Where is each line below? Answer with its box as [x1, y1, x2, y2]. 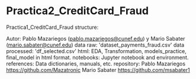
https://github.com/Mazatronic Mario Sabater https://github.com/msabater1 [6, 66, 191, 73]
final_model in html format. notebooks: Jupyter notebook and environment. [6, 54, 189, 61]
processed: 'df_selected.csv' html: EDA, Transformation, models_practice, [6, 47, 187, 54]
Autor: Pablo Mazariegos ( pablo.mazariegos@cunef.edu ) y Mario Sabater [6, 35, 185, 42]
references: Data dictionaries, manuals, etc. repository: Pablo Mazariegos [6, 60, 185, 67]
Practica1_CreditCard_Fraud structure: [6, 24, 99, 31]
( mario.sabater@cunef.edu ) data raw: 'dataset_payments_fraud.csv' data [6, 41, 185, 48]
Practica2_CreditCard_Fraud [6, 4, 149, 18]
